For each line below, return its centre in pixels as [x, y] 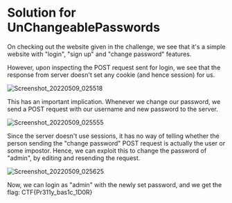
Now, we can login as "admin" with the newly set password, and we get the [115, 184]
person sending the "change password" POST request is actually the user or [116, 143]
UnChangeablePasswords [84, 27]
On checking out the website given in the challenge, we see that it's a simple [116, 46]
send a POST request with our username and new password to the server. [113, 109]
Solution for [42, 13]
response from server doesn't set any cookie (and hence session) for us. [111, 75]
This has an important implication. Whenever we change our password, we [114, 101]
